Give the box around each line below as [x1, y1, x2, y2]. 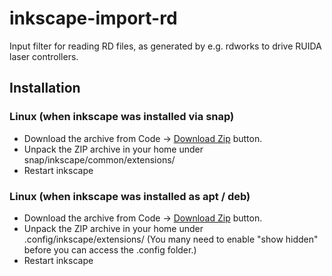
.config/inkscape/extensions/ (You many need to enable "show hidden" [23, 233, 319, 245]
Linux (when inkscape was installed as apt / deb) [9, 189, 251, 203]
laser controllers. [9, 50, 79, 62]
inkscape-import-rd [9, 7, 178, 30]
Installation [9, 80, 81, 97]
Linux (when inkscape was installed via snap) [9, 110, 235, 124]
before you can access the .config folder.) [23, 243, 197, 256]
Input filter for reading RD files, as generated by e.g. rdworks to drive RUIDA [9, 40, 322, 52]
